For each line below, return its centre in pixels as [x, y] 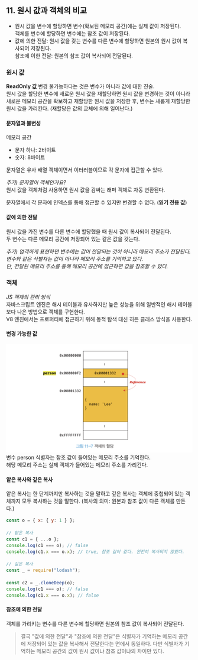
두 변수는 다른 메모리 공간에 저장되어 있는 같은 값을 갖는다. [73, 239]
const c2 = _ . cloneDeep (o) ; [41, 583]
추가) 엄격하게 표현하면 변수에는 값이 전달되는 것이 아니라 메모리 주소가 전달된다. [98, 251]
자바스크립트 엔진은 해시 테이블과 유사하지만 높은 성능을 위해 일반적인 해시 [91, 304]
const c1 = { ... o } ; [33, 539]
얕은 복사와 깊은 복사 [30, 479]
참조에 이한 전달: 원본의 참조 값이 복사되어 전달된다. [74, 56]
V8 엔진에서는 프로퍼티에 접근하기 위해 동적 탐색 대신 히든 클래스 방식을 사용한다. [99, 319]
